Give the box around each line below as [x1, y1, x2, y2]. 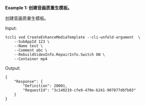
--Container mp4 [14, 56, 48, 61]
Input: [5, 25, 17, 31]
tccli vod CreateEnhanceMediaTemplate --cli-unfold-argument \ [5, 35, 141, 40]
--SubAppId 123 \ [14, 39, 50, 44]
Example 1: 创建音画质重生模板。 [5, 5, 72, 10]
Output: [5, 65, 21, 71]
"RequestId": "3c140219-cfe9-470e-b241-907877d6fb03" [23, 88, 136, 93]
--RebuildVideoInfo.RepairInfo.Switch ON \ [14, 52, 105, 57]
